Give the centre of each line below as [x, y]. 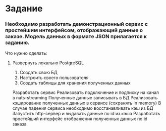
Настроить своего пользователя [54, 78]
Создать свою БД [39, 73]
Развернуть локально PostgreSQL [48, 63]
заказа [19, 124]
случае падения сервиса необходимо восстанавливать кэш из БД [83, 108]
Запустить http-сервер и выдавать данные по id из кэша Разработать [86, 114]
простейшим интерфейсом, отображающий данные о [74, 30]
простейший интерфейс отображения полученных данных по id [80, 119]
